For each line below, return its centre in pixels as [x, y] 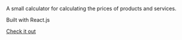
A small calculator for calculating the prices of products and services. [91, 9]
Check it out [21, 31]
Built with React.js [28, 20]
